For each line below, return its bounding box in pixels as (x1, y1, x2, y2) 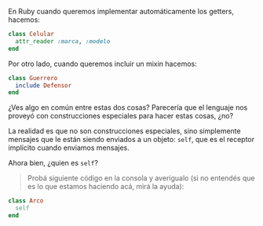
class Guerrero (8, 74, 58, 82)
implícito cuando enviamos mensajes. (8, 143, 130, 152)
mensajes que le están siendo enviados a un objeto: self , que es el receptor (8, 135, 255, 144)
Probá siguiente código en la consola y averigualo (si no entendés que (27, 173, 255, 183)
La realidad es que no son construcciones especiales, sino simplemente (8, 126, 241, 136)
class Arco (8, 197, 44, 205)
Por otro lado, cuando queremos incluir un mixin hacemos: (8, 59, 198, 68)
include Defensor (15, 82, 72, 89)
